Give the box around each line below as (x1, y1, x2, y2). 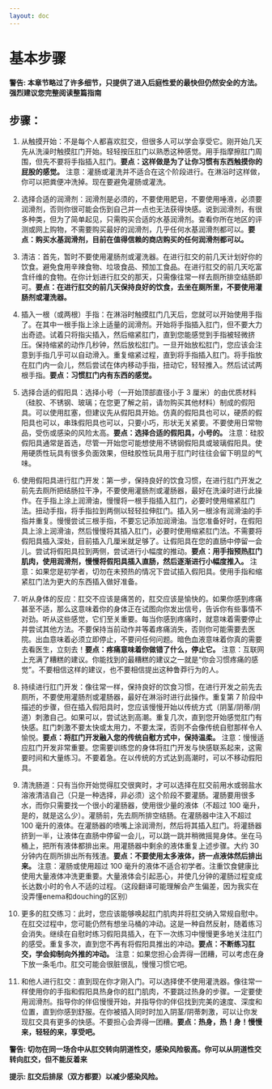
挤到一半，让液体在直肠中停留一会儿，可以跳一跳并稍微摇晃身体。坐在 (20, 831, 256, 840)
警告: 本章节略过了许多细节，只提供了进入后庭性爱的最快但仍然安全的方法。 (9, 78, 261, 87)
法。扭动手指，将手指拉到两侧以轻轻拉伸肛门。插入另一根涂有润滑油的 (20, 506, 256, 516)
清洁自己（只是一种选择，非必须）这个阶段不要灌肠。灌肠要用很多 (35, 790, 256, 800)
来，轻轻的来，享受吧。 (20, 1027, 100, 1037)
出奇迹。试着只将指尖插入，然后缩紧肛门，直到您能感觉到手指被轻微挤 (20, 330, 256, 340)
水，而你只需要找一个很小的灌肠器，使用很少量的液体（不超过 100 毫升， (20, 801, 265, 810)
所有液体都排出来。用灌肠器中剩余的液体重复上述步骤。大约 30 (49, 841, 260, 851)
